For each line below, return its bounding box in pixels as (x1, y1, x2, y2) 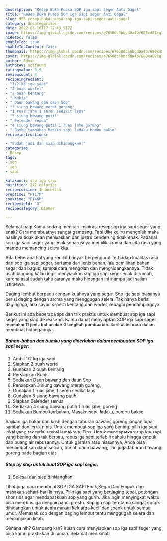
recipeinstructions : (5, 132, 49, 137)
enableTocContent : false (5, 44, 57, 49)
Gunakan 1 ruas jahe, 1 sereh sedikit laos (12, 388, 96, 394)
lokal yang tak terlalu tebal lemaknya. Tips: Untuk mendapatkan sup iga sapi (5, 429, 161, 435)
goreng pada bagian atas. (5, 450, 58, 456)
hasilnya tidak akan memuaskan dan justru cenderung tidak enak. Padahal (5, 234, 157, 240)
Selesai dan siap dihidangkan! (12, 474, 74, 480)
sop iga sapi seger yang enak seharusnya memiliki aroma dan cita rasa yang (5, 239, 162, 245)
